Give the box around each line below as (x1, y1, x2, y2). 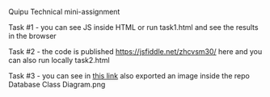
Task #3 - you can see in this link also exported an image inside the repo (8, 71, 251, 80)
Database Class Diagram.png (8, 80, 106, 89)
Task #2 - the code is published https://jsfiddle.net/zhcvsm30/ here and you (8, 47, 263, 56)
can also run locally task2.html (8, 56, 111, 65)
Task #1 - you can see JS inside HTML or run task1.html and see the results (8, 23, 259, 32)
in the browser (8, 32, 57, 40)
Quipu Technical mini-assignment (8, 7, 120, 16)
